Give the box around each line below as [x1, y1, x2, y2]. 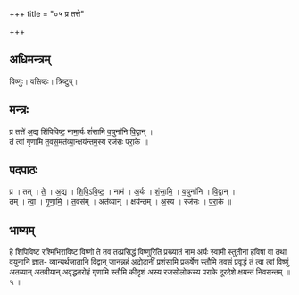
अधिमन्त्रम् [9, 52, 51, 67]
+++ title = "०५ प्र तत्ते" [9, 9, 85, 19]
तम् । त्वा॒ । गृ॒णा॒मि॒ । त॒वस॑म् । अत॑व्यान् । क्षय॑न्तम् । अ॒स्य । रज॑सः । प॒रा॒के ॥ [9, 197, 232, 207]
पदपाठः [9, 163, 38, 178]
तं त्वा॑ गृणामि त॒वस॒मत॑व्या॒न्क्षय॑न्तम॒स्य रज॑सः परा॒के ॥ [9, 136, 148, 147]
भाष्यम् [9, 223, 35, 238]
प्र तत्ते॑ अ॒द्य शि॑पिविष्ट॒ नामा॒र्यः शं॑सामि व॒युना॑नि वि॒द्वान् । [9, 126, 154, 137]
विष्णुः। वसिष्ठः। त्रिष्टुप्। [9, 76, 79, 87]
